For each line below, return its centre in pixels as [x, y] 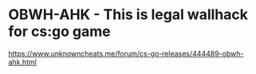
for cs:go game [59, 31]
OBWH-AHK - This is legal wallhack [128, 15]
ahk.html [23, 62]
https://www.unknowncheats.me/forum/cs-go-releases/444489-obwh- [126, 53]
